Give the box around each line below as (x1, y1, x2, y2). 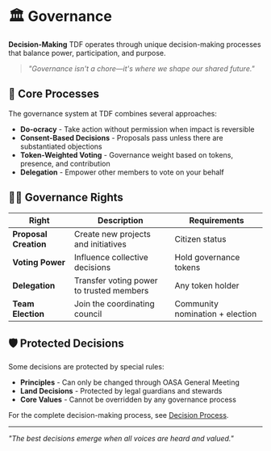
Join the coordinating (73, 297, 155, 309)
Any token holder (174, 280, 240, 291)
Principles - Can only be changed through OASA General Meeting (19, 377, 240, 387)
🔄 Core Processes (8, 87, 99, 101)
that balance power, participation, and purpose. (8, 48, 167, 57)
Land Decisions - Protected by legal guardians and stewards (19, 386, 223, 396)
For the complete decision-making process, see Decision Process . (8, 411, 229, 420)
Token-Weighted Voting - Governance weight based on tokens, (19, 150, 234, 159)
